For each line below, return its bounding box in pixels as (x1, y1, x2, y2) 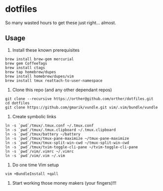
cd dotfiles (5, 100, 30, 105)
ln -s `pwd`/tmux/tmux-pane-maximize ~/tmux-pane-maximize (5, 136, 129, 141)
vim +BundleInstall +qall (5, 171, 58, 176)
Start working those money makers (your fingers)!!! (12, 180, 117, 186)
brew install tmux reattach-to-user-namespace (5, 78, 103, 83)
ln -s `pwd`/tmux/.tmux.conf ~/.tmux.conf (5, 123, 94, 128)
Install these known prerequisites (12, 47, 80, 53)
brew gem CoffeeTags (5, 61, 48, 66)
